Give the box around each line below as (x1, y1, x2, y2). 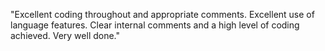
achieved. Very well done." (10, 30, 121, 41)
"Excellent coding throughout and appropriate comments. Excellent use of (10, 9, 315, 20)
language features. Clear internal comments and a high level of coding (10, 19, 300, 31)
